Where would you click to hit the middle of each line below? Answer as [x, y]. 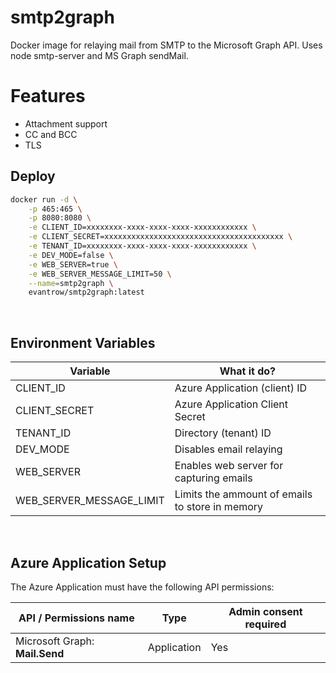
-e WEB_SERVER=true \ [73, 264]
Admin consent [265, 611]
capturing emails [213, 478]
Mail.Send [40, 653]
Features [48, 96]
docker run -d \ [44, 199]
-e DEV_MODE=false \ [71, 255]
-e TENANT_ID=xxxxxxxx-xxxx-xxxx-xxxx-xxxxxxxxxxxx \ [142, 246]
